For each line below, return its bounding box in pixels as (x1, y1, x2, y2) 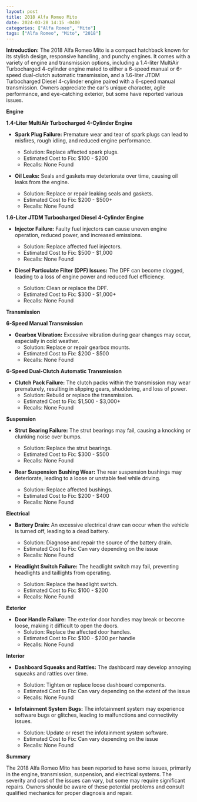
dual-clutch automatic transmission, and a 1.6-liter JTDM (22, 72, 160, 79)
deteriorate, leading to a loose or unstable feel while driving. (14, 475, 161, 482)
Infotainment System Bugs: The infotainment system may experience (14, 706, 185, 713)
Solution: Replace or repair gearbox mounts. (23, 344, 131, 351)
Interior (6, 653, 25, 660)
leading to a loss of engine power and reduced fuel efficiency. (14, 273, 165, 280)
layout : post (6, 8, 38, 15)
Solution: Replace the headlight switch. (23, 581, 118, 588)
